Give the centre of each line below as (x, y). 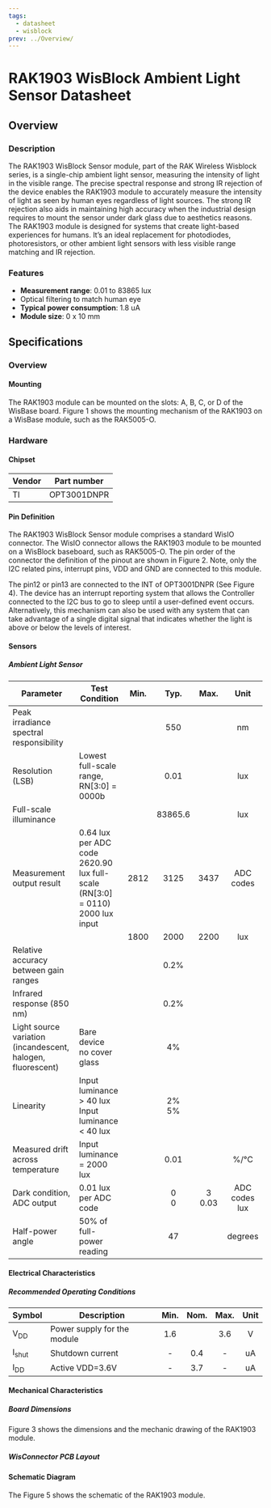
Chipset (22, 460)
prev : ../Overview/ (41, 38)
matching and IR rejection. (52, 253)
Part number (79, 481)
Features (26, 274)
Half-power (35, 1231)
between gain (38, 970)
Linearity (29, 1106)
